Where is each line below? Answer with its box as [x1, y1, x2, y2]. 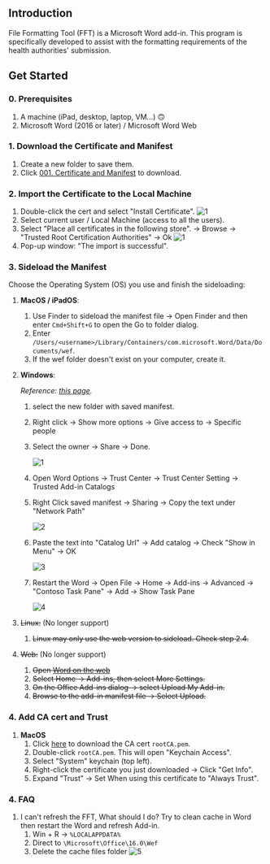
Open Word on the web [32, 666, 111, 675]
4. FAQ [8, 793, 35, 805]
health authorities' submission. [8, 45, 111, 55]
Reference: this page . [20, 386, 93, 396]
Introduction [8, 7, 73, 20]
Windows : [20, 370, 55, 380]
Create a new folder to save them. [20, 158, 134, 169]
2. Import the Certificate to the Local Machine [8, 188, 193, 199]
